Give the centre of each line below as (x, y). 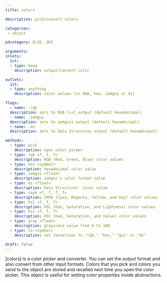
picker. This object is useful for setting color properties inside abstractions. (84, 275)
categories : (18, 29)
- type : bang (24, 66)
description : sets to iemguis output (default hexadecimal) (75, 122)
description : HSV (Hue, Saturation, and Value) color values (80, 216)
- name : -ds (23, 127)
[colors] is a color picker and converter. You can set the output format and (83, 259)
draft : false (19, 244)
